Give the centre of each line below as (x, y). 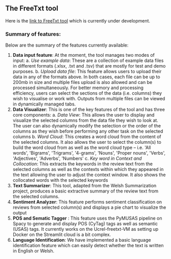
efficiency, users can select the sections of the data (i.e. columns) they (87, 93)
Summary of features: (33, 34)
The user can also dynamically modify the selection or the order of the (87, 126)
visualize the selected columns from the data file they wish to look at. (85, 120)
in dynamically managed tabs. (44, 104)
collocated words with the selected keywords (60, 180)
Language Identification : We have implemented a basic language (82, 240)
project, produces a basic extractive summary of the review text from (86, 191)
